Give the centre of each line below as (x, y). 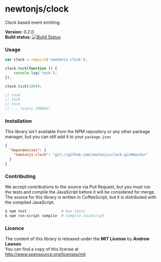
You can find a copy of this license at (42, 249)
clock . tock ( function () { (31, 69)
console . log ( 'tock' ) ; (35, 73)
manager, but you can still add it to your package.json (58, 137)
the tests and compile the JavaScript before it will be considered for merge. (80, 192)
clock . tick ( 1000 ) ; (23, 86)
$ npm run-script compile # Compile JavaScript (55, 216)
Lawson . (14, 244)
